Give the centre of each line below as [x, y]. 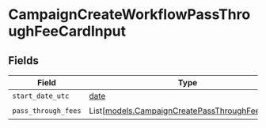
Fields [24, 60]
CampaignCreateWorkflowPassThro [129, 15]
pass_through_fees [47, 111]
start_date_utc [41, 96]
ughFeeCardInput [67, 31]
